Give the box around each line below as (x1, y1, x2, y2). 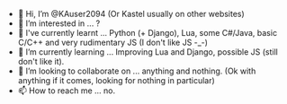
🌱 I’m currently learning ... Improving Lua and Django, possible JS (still (17, 47, 279, 57)
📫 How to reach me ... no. (17, 85, 116, 96)
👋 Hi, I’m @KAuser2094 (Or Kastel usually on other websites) (17, 9, 245, 19)
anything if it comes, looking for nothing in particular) (17, 75, 216, 85)
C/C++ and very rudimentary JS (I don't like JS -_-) (17, 37, 209, 48)
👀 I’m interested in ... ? (17, 18, 101, 29)
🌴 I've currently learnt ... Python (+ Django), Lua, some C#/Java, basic (17, 28, 277, 38)
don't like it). (17, 56, 65, 66)
